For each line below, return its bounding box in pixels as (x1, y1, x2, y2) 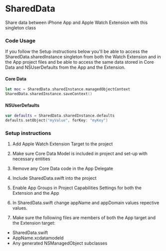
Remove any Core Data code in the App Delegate (12, 165, 113, 172)
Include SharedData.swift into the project (12, 175, 97, 181)
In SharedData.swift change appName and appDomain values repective (12, 200, 160, 206)
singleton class (5, 24, 36, 30)
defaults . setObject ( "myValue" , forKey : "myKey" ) (5, 118, 108, 123)
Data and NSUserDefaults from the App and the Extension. (5, 64, 126, 70)
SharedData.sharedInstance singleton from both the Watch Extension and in (5, 54, 161, 60)
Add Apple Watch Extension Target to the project (12, 141, 113, 147)
